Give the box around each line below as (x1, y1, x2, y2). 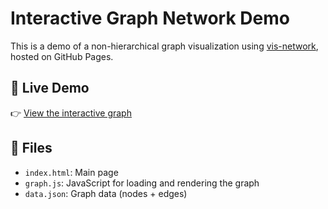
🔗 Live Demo (10, 80, 90, 97)
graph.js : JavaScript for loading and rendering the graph (24, 177, 260, 189)
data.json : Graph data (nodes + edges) (24, 187, 188, 199)
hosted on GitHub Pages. (10, 50, 114, 62)
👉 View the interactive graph (10, 107, 132, 119)
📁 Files (10, 140, 53, 157)
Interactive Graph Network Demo (10, 7, 290, 30)
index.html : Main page (24, 166, 119, 178)
